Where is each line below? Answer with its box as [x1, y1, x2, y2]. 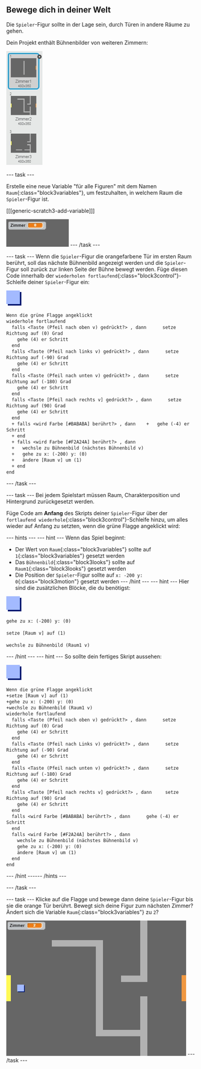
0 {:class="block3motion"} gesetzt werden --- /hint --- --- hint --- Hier [14, 577, 190, 585]
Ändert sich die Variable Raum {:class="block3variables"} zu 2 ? [6, 908, 159, 916]
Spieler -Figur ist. [6, 195, 49, 203]
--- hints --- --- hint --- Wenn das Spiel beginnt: [6, 534, 126, 541]
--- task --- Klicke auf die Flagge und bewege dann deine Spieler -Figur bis [6, 895, 194, 902]
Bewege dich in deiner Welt [6, 5, 111, 15]
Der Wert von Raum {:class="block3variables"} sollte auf [14, 545, 152, 553]
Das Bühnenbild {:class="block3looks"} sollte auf [14, 558, 135, 566]
